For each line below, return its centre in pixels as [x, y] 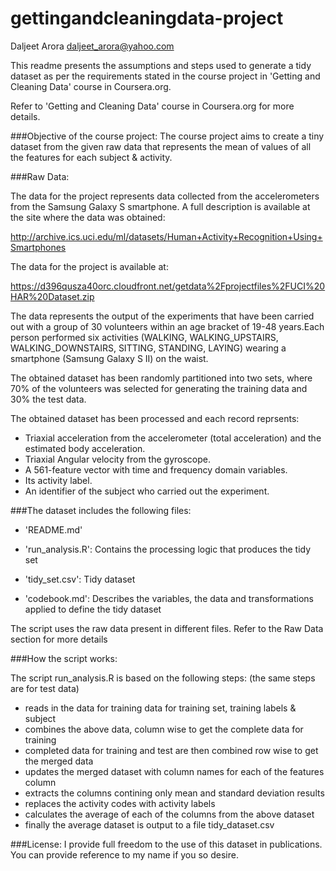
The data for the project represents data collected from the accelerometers [165, 196]
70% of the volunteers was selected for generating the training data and [159, 388]
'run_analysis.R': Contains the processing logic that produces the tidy [168, 549]
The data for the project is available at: [89, 266]
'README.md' [53, 529]
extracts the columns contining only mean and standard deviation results [174, 793]
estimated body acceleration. [85, 448]
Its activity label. [58, 480]
